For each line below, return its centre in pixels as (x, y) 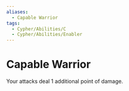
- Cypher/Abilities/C (39, 29)
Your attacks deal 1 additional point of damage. (65, 81)
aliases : (17, 12)
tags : (13, 23)
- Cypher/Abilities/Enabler (47, 35)
